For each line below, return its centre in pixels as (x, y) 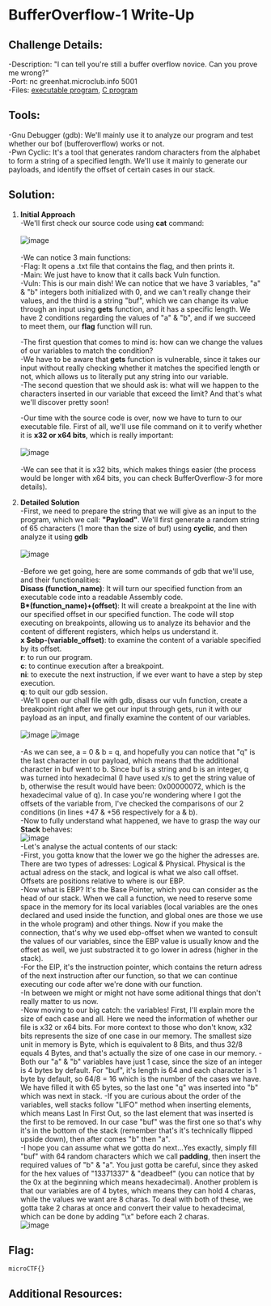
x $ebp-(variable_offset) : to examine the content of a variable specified (140, 640)
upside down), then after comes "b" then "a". (95, 1138)
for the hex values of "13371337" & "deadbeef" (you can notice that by (137, 1173)
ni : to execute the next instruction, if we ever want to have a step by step (141, 674)
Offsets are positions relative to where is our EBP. (102, 881)
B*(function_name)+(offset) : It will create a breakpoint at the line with (138, 606)
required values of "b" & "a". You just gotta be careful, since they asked (139, 1164)
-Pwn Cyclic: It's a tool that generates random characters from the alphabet (134, 152)
